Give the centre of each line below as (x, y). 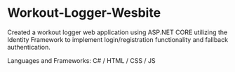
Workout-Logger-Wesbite (84, 13)
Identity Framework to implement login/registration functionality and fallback (118, 39)
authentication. (29, 47)
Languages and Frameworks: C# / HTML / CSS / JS (81, 60)
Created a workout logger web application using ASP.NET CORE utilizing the (117, 32)
